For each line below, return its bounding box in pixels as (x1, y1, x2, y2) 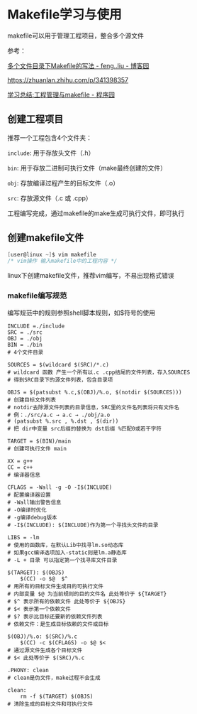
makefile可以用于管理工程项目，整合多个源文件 (7, 31, 144, 40)
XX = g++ (7, 458, 33, 465)
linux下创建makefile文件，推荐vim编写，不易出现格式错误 (7, 271, 175, 280)
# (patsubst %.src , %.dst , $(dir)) (7, 417, 119, 425)
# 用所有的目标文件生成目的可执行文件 (7, 583, 104, 590)
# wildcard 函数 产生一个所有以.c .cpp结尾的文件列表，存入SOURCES (7, 369, 191, 376)
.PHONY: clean (7, 666, 50, 674)
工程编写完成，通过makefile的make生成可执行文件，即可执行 (7, 209, 185, 217)
